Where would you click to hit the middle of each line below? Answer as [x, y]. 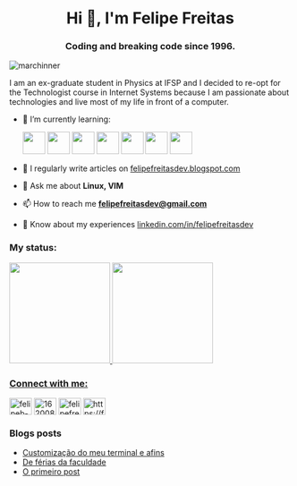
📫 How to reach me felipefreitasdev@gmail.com [115, 204]
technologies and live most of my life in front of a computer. [119, 102]
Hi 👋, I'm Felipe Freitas [150, 18]
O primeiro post [51, 472]
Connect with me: [49, 383]
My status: [33, 248]
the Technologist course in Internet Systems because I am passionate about [149, 92]
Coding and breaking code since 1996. [150, 47]
